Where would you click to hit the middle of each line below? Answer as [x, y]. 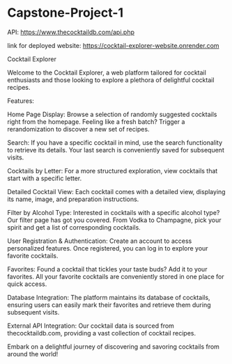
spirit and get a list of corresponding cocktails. [74, 227]
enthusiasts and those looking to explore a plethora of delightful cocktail [111, 80]
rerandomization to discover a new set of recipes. [78, 129]
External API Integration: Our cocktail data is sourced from [91, 326]
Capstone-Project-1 [65, 13]
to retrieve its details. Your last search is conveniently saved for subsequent [116, 150]
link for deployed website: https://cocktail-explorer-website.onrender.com [113, 45]
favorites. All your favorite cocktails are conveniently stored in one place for [116, 276]
